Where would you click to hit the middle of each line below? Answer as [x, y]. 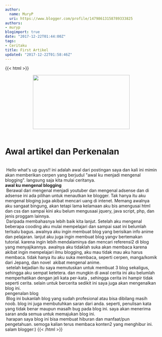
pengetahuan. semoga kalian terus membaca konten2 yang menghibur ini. [79, 324]
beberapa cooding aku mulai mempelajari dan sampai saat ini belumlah [76, 227]
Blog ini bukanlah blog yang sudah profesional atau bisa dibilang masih [77, 299]
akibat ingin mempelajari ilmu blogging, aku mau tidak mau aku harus [74, 252]
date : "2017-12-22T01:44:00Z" [36, 37]
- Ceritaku [16, 46]
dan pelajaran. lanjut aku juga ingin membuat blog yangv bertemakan [74, 237]
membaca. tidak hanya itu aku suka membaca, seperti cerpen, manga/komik [81, 258]
